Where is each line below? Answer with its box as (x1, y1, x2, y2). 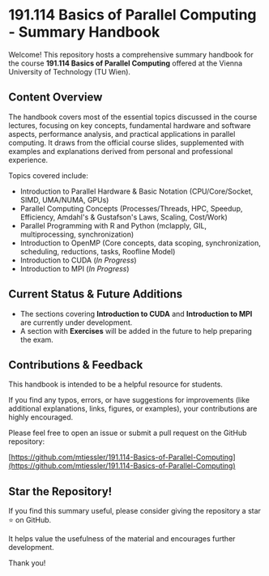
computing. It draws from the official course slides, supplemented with (8, 138, 245, 147)
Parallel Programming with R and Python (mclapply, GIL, (19, 220, 207, 230)
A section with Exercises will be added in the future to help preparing (19, 326, 253, 335)
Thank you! (8, 558, 46, 568)
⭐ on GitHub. (8, 515, 52, 525)
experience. (8, 155, 49, 164)
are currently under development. (19, 318, 133, 327)
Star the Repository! (8, 484, 113, 498)
